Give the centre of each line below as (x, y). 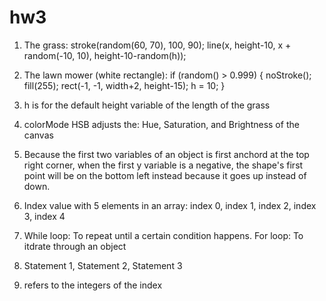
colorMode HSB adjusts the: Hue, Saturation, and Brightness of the (161, 124)
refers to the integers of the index (93, 285)
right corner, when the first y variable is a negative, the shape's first (163, 165)
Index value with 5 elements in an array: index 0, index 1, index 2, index (170, 205)
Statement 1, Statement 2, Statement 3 (103, 265)
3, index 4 (44, 216)
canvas (38, 135)
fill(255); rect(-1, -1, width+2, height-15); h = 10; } (124, 85)
